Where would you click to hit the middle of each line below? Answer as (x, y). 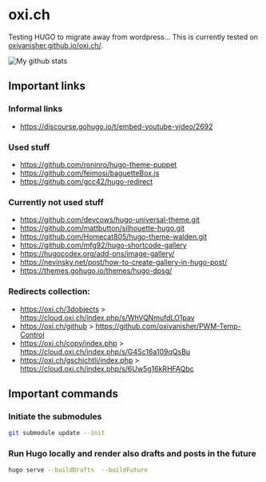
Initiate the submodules (55, 416)
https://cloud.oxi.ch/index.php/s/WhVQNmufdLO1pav (107, 317)
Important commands (63, 394)
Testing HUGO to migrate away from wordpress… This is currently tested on (133, 37)
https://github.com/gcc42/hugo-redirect (86, 181)
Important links (47, 86)
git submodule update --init (57, 433)
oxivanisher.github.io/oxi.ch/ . (56, 45)
